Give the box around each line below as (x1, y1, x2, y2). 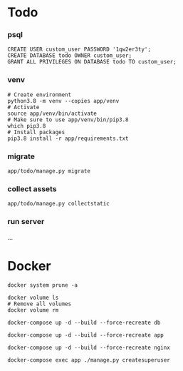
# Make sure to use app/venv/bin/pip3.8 (7, 116, 130, 123)
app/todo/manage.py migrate (7, 168, 91, 175)
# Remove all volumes (7, 300, 72, 308)
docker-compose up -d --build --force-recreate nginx (7, 344, 171, 351)
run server (7, 217, 45, 227)
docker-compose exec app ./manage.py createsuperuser (7, 356, 171, 364)
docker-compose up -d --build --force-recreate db (7, 319, 161, 326)
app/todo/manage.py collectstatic (7, 200, 110, 208)
